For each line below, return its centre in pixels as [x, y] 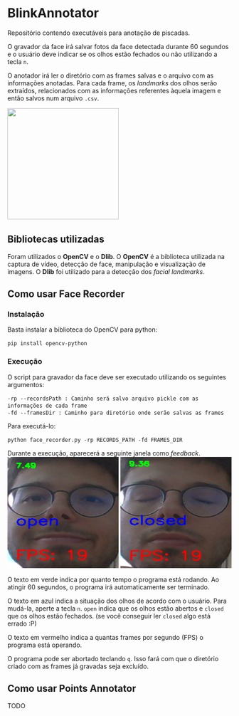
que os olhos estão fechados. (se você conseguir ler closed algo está [109, 616]
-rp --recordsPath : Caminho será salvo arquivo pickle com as [103, 399]
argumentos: [26, 384]
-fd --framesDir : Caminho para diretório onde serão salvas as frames [116, 413]
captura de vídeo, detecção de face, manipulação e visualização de [107, 264]
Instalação [26, 315]
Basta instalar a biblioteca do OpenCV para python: [83, 330]
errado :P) [22, 623]
